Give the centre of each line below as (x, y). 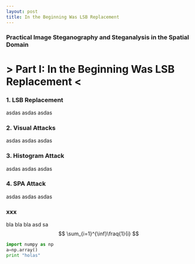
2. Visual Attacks (31, 128)
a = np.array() (22, 250)
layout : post (22, 11)
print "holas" (23, 255)
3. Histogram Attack (35, 156)
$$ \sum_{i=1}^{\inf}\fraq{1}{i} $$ (99, 234)
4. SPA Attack (26, 184)
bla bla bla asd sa (27, 225)
